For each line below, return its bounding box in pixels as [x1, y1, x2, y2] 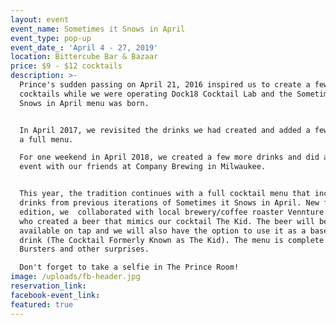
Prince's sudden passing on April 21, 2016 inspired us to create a [19, 80, 311, 90]
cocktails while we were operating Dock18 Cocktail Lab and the [19, 89, 293, 99]
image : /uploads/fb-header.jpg [10, 272, 141, 282]
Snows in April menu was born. [19, 98, 150, 108]
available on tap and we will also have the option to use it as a [19, 226, 307, 236]
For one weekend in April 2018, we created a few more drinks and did [19, 152, 320, 163]
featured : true [10, 299, 74, 310]
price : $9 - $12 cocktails [10, 61, 123, 71]
